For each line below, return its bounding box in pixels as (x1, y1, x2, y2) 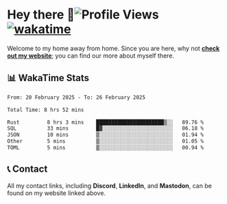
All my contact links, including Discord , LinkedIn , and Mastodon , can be (7, 181, 213, 190)
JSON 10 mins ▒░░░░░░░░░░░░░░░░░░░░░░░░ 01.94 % (7, 131, 204, 139)
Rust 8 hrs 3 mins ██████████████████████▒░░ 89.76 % (7, 119, 204, 126)
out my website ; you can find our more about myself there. (7, 52, 175, 60)
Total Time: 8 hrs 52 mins (7, 106, 84, 113)
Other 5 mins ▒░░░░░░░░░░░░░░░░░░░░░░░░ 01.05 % (7, 138, 204, 145)
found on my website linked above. (7, 189, 106, 197)
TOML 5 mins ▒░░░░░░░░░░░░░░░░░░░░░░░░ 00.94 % (7, 144, 204, 151)
